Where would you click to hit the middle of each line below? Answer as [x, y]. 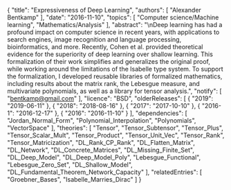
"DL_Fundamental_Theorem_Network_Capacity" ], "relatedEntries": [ [105, 172]
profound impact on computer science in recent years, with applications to [113, 32]
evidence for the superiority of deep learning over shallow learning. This [110, 54]
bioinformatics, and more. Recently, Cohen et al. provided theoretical [105, 47]
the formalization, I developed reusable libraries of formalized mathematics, [115, 76]
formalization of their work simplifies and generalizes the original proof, [109, 61]
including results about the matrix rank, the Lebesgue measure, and [104, 84]
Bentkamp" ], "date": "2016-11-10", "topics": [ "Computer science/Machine [113, 17]
